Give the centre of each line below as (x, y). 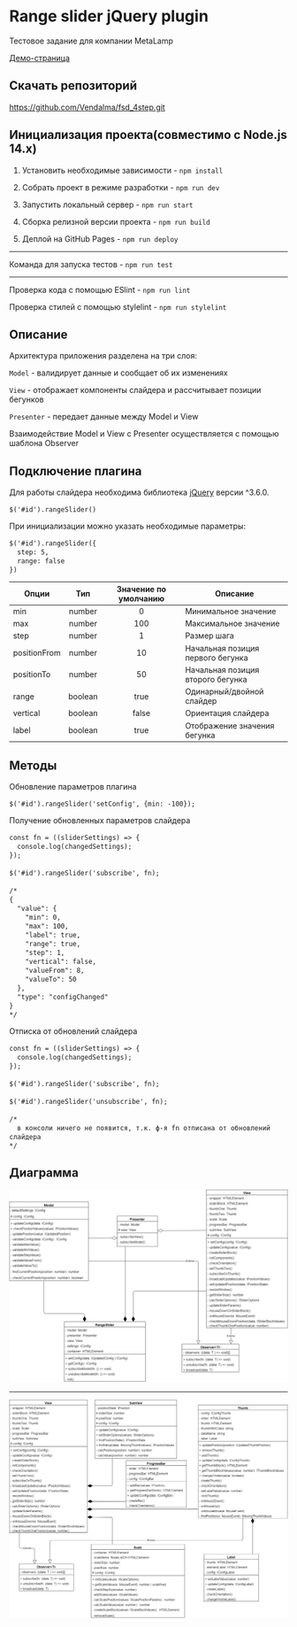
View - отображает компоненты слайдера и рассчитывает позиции (135, 390)
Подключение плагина (76, 471)
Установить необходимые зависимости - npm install (122, 170)
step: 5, (33, 552)
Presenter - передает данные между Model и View (104, 417)
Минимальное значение (231, 611)
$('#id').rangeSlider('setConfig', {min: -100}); (103, 804)
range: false (41, 561)
